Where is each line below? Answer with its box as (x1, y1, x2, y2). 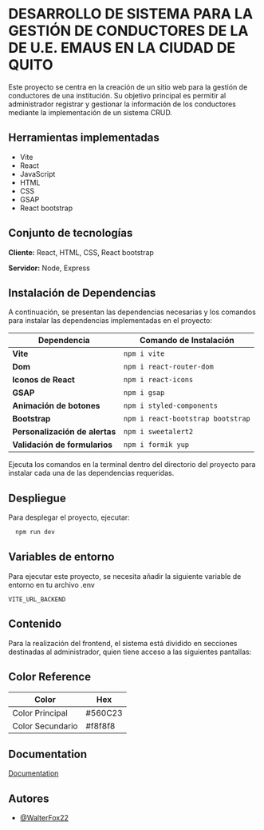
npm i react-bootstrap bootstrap (123, 414, 251, 424)
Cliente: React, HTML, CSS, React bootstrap (8, 247, 154, 257)
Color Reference (8, 670, 92, 684)
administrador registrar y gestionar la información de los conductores (8, 99, 237, 109)
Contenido (8, 617, 62, 631)
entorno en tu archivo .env (8, 580, 96, 589)
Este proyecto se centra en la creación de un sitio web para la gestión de (8, 82, 248, 92)
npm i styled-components (123, 401, 218, 410)
